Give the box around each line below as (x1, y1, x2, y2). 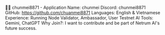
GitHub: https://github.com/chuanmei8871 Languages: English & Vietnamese (5, 10, 161, 16)
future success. (5, 25, 37, 31)
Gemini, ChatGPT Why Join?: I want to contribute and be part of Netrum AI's (5, 20, 160, 26)
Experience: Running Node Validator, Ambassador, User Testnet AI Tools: (5, 15, 154, 20)
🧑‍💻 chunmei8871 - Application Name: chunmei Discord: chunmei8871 (5, 5, 146, 10)
